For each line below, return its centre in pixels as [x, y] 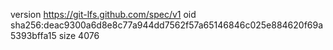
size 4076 [79, 35]
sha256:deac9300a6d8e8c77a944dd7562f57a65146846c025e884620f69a [167, 25]
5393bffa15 [33, 35]
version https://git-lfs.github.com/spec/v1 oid [103, 14]
